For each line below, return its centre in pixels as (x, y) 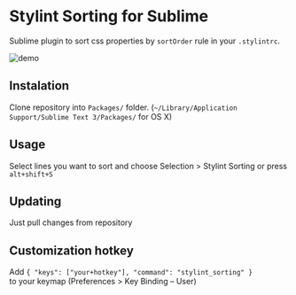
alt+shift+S (31, 175)
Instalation (39, 86)
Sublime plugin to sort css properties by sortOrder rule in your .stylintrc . (145, 41)
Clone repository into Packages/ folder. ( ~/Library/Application (123, 107)
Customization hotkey (72, 250)
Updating (35, 201)
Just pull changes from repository (71, 222)
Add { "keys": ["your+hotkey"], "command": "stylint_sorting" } (131, 272)
